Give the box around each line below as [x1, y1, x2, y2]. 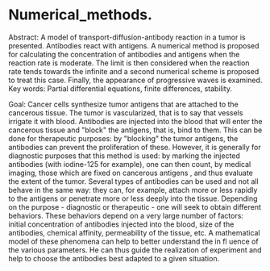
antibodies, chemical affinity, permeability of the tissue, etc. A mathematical [8, 227, 260, 237]
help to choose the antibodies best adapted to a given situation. [8, 253, 220, 263]
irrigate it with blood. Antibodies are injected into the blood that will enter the [8, 116, 263, 126]
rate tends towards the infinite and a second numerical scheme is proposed [8, 66, 260, 76]
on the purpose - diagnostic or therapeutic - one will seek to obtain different [8, 202, 262, 211]
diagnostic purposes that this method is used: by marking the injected [8, 151, 240, 161]
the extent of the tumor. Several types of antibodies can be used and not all [8, 176, 260, 186]
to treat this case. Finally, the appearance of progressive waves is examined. [8, 75, 263, 85]
